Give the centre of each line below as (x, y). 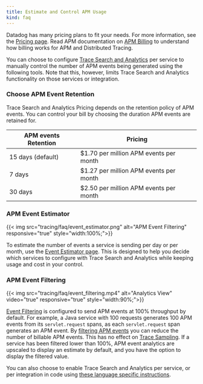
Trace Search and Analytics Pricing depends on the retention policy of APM (100, 107)
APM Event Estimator (38, 214)
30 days (21, 191)
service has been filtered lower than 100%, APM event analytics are (91, 343)
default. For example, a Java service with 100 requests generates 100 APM (99, 318)
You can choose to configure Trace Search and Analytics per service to (95, 59)
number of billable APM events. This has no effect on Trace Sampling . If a (98, 337)
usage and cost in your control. (45, 265)
